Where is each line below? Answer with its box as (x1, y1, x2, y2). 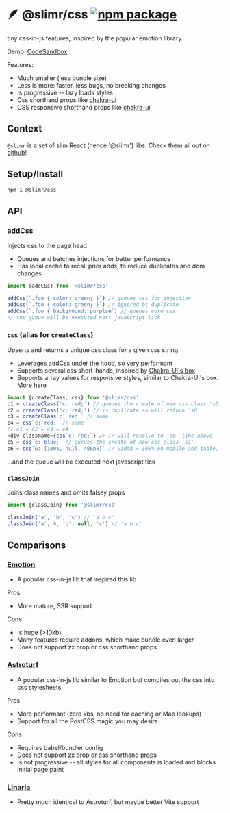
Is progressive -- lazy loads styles (16, 88, 113, 97)
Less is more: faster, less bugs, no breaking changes (16, 81, 166, 89)
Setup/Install (7, 168, 64, 180)
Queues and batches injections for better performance (16, 255, 171, 263)
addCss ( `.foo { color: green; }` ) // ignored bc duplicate (7, 301, 179, 308)
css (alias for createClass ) (7, 330, 94, 340)
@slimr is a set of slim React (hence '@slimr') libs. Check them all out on (7, 141, 211, 149)
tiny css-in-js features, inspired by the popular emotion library (7, 34, 182, 42)
